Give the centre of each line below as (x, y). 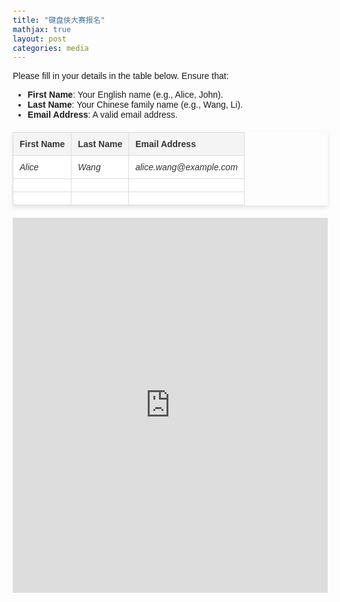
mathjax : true (42, 29)
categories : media (50, 48)
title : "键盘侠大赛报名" (59, 20)
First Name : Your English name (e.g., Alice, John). (125, 95)
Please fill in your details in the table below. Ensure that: (120, 76)
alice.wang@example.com (186, 167)
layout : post (39, 39)
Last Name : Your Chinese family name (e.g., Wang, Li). (135, 105)
